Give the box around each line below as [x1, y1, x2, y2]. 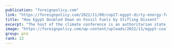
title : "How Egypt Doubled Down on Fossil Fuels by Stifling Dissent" [5, 17, 159, 22]
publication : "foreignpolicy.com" [5, 7, 79, 13]
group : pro [5, 31, 29, 36]
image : [5, 27, 19, 32]
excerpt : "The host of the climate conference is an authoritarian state [5, 21, 166, 27]
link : [5, 12, 17, 17]
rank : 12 [5, 36, 24, 41]
